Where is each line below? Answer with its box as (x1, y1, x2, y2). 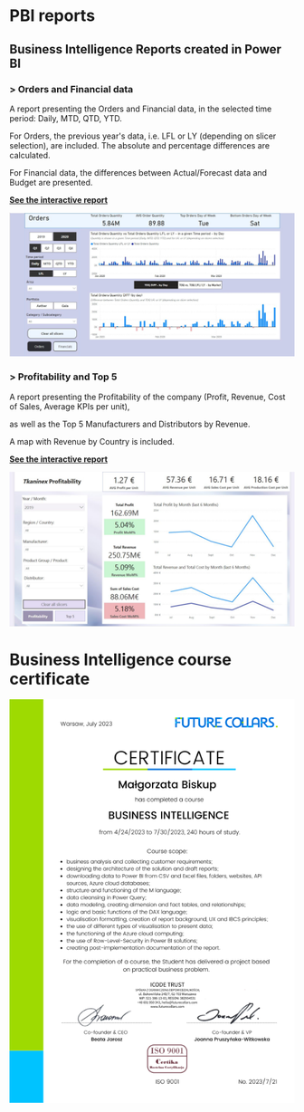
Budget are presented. (9, 177, 93, 187)
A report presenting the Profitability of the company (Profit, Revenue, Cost (9, 391, 286, 402)
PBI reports (9, 5, 96, 26)
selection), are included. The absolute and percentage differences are (9, 139, 270, 150)
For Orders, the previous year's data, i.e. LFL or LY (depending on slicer (9, 130, 277, 141)
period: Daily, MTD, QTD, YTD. (9, 112, 122, 123)
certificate (9, 669, 90, 689)
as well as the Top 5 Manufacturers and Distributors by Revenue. (9, 418, 251, 429)
